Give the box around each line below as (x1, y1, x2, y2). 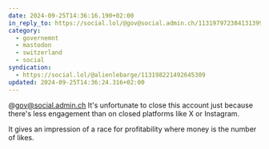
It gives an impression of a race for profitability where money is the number (8, 124, 257, 134)
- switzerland (15, 49, 62, 57)
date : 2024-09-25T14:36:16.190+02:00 (8, 11, 134, 20)
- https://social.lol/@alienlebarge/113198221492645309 (15, 71, 206, 79)
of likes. (8, 132, 34, 142)
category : (8, 26, 42, 34)
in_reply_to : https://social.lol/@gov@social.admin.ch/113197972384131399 (8, 19, 263, 27)
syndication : (8, 64, 52, 72)
